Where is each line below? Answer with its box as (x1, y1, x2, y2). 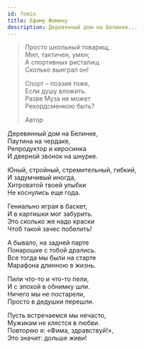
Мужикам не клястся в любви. (7, 318, 101, 327)
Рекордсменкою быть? (24, 102, 95, 111)
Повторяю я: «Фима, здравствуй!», (7, 326, 113, 335)
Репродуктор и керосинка (7, 145, 87, 153)
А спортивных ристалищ (24, 58, 99, 67)
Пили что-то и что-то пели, (7, 275, 89, 284)
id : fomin (7, 10, 37, 18)
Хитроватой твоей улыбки (7, 181, 87, 189)
